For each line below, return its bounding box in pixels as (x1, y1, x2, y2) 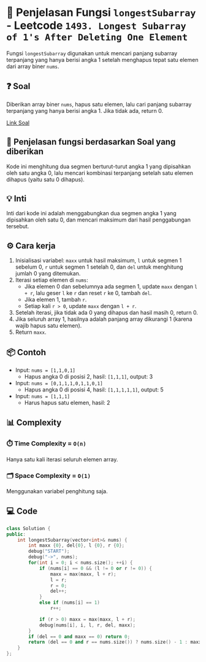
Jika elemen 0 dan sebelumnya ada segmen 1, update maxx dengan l (24, 283, 198, 290)
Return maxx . (15, 328, 47, 336)
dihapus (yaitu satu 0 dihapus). (6, 175, 85, 183)
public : (6, 531, 26, 537)
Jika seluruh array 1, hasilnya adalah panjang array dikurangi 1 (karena (15, 315, 193, 323)
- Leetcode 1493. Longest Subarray (6, 18, 186, 33)
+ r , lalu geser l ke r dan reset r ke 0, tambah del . (24, 290, 152, 297)
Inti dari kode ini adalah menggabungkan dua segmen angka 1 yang (6, 210, 177, 217)
